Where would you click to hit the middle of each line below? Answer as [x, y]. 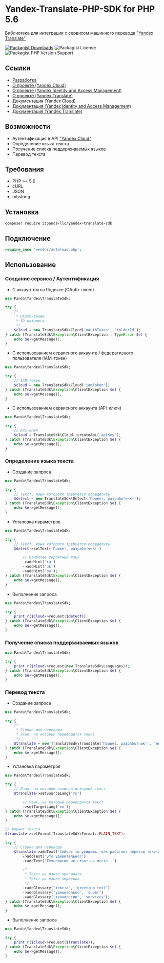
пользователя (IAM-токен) [40, 358]
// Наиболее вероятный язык [51, 557]
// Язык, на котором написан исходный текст [60, 789]
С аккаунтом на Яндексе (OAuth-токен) [53, 289]
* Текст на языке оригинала [53, 874]
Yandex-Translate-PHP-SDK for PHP [80, 9]
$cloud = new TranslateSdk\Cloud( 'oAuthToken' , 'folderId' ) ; [77, 330]
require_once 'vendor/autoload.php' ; [43, 250]
